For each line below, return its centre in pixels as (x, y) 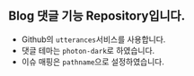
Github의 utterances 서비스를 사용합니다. (93, 39)
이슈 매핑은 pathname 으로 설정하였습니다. (93, 62)
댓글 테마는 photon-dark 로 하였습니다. (88, 50)
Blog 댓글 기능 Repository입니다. (97, 16)
